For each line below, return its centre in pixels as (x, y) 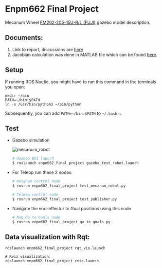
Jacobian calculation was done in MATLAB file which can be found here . (85, 54)
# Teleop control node (35, 195)
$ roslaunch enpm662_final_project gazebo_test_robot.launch (75, 163)
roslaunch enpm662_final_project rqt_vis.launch (55, 248)
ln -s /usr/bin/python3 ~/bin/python (43, 104)
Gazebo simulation (31, 140)
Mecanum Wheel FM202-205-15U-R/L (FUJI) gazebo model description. (78, 22)
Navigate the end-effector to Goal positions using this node (72, 208)
